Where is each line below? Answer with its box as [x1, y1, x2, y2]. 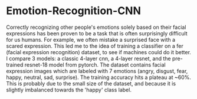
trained [6, 61, 24, 68]
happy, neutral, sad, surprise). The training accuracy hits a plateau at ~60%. [6, 74, 192, 81]
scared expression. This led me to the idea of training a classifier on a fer [6, 42, 184, 49]
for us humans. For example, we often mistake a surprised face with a [6, 36, 176, 43]
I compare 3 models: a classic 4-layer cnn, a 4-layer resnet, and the [6, 55, 171, 62]
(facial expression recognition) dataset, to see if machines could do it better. [6, 48, 192, 55]
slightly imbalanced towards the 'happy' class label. [6, 86, 132, 93]
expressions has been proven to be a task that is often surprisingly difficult [6, 29, 188, 37]
